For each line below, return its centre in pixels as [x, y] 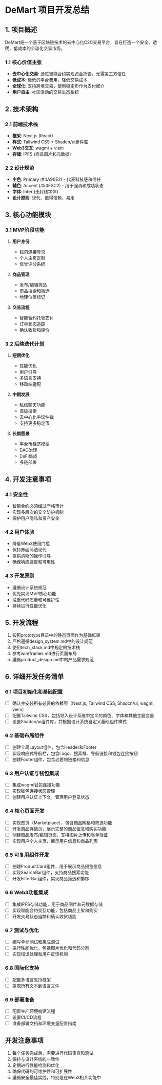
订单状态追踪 [32, 324]
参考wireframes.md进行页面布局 [44, 653]
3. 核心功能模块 [28, 215]
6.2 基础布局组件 [25, 736]
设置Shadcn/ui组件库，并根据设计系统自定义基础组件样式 [69, 722]
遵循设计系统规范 [29, 587]
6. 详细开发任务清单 [35, 677]
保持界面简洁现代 [29, 550]
